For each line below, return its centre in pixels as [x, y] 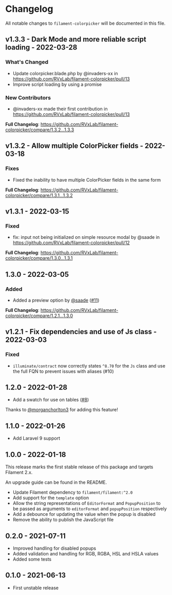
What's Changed [27, 62]
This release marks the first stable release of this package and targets [79, 467]
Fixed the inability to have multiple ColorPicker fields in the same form [87, 180]
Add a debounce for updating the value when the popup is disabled [84, 514]
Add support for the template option [51, 498]
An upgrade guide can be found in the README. [56, 482]
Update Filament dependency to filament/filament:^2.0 [73, 493]
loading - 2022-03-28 [41, 48]
